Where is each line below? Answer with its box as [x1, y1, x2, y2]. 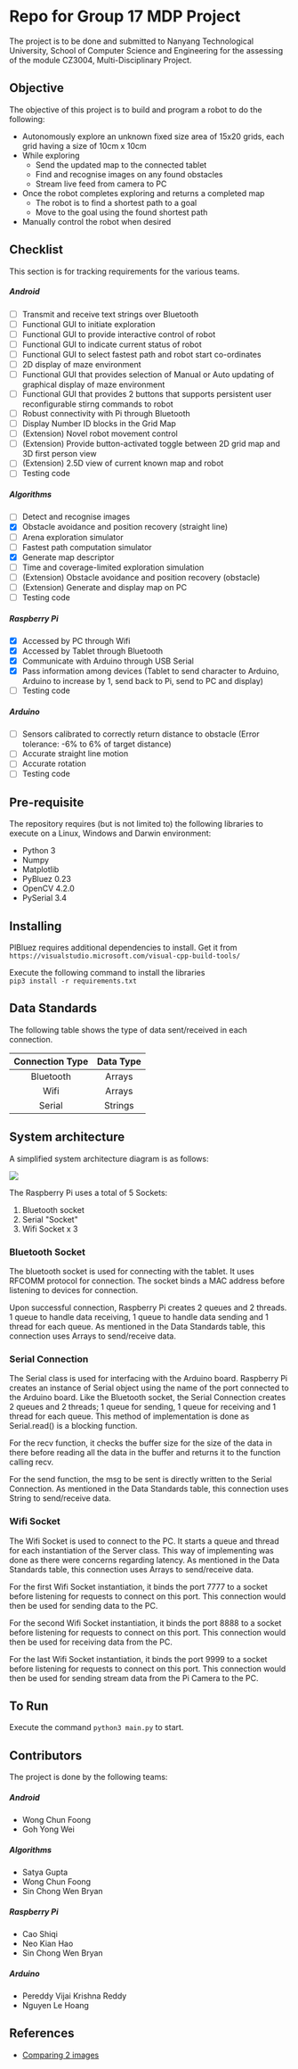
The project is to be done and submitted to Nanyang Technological [9, 36, 254, 46]
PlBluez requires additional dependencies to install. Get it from [9, 943, 238, 953]
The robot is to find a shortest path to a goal [35, 197, 197, 208]
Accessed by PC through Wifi [21, 635, 131, 646]
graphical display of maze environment [21, 379, 165, 390]
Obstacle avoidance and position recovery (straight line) [21, 522, 229, 532]
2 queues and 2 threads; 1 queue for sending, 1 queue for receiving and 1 [9, 1402, 277, 1413]
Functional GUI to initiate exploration [21, 318, 156, 329]
